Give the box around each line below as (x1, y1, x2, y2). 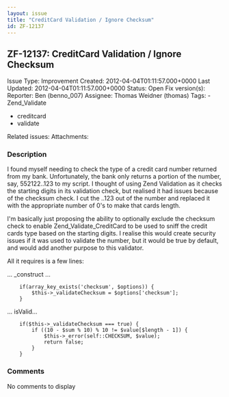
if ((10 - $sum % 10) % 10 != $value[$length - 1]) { (31, 326, 188, 334)
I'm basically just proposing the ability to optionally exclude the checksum (7, 215, 215, 223)
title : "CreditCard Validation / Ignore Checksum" (7, 16, 154, 23)
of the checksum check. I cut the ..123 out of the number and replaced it (7, 194, 211, 203)
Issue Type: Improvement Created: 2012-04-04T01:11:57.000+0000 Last (7, 77, 211, 86)
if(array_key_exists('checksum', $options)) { (19, 283, 154, 291)
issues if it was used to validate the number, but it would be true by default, (7, 237, 219, 245)
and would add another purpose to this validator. (7, 244, 144, 252)
